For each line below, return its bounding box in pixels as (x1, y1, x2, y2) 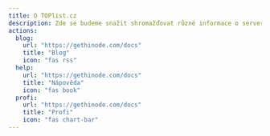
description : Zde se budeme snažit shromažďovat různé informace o (8, 19, 239, 27)
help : (15, 64, 35, 72)
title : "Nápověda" (22, 78, 84, 86)
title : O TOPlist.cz (8, 11, 78, 20)
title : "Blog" (22, 49, 70, 57)
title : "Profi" (22, 109, 74, 117)
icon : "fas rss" (22, 57, 78, 65)
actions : (8, 26, 38, 34)
